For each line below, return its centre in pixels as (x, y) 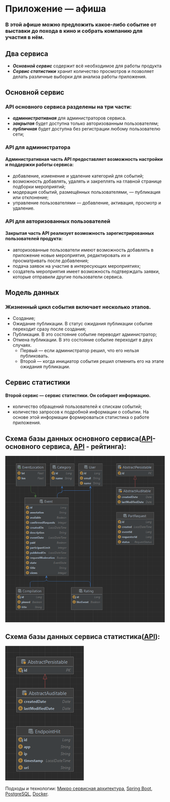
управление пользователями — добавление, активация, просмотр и (87, 202)
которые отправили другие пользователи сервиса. (68, 277)
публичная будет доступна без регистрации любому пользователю (87, 129)
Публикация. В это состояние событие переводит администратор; (85, 334)
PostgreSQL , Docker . (27, 794)
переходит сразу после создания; (49, 329)
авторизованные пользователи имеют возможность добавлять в (83, 250)
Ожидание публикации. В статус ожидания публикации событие (82, 323)
